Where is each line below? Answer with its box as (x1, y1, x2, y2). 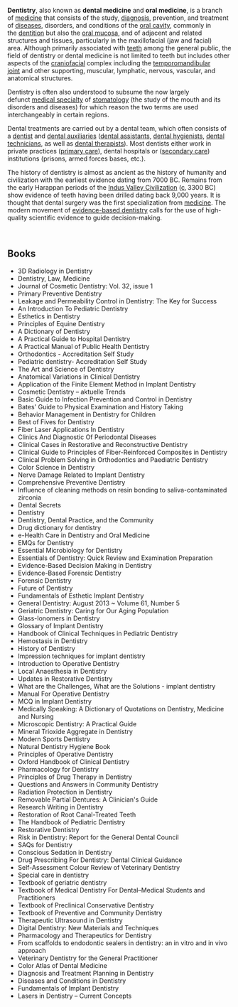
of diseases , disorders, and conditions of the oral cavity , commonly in (7, 21, 212, 29)
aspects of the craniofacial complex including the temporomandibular (7, 59, 211, 67)
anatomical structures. (7, 74, 73, 82)
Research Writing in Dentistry (17, 802, 104, 811)
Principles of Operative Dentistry (17, 750, 114, 758)
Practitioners (17, 893, 55, 902)
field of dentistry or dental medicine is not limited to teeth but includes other (7, 51, 230, 60)
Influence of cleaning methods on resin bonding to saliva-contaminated (17, 485, 227, 494)
